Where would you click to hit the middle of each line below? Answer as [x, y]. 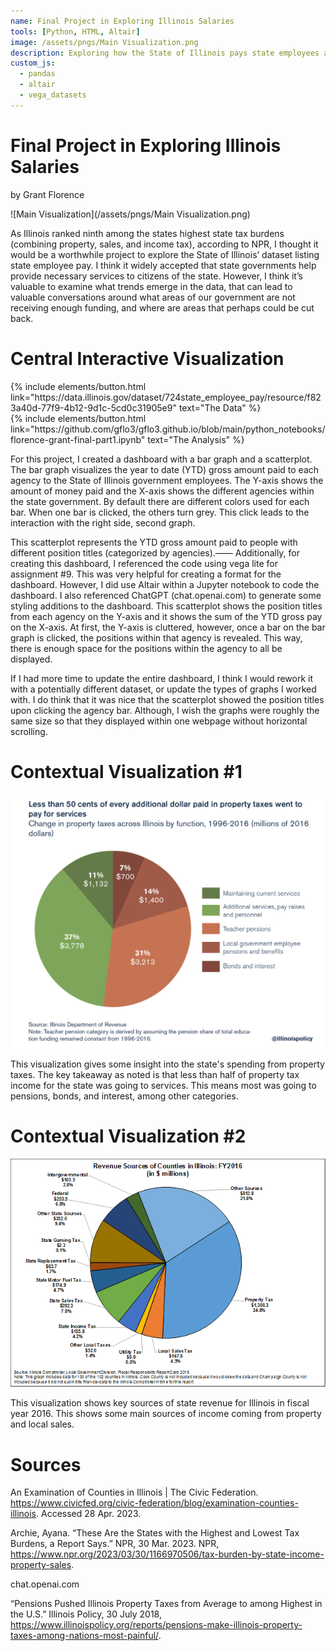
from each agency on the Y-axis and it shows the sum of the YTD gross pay [166, 616]
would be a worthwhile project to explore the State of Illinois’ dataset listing [165, 254]
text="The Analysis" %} [196, 439]
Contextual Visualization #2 [128, 1136]
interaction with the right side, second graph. [103, 522]
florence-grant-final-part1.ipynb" [78, 439]
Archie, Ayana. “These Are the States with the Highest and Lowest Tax [155, 1533]
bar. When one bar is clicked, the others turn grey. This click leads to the [160, 512]
